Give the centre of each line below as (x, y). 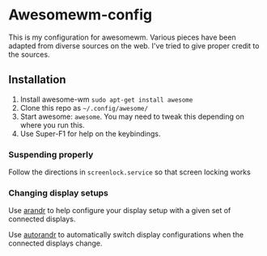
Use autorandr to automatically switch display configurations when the (126, 235)
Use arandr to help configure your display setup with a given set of (120, 211)
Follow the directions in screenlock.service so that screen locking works (129, 172)
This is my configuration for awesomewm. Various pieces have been (122, 37)
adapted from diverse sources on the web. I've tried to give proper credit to (134, 45)
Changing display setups (59, 193)
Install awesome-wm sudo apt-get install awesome (106, 99)
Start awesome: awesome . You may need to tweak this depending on (132, 116)
